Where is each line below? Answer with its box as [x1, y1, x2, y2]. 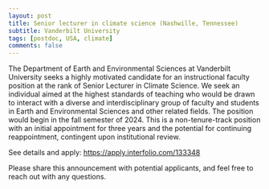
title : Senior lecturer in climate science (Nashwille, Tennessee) [8, 19, 239, 27]
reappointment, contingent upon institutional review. [8, 132, 181, 142]
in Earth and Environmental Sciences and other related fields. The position [8, 106, 254, 117]
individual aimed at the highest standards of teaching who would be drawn [8, 89, 255, 99]
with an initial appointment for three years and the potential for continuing [8, 124, 252, 134]
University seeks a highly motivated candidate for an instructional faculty [8, 72, 251, 82]
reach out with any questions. [8, 172, 107, 182]
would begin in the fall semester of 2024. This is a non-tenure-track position [8, 115, 261, 125]
